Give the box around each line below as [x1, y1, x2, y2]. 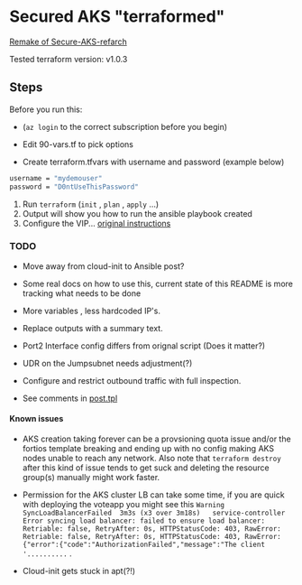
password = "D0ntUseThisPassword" [9, 182, 140, 191]
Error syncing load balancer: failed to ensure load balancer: [22, 516, 266, 525]
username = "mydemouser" [9, 173, 103, 182]
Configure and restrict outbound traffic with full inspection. [22, 375, 242, 385]
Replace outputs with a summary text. [22, 322, 164, 333]
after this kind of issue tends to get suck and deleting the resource [22, 462, 270, 473]
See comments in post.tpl [22, 393, 118, 404]
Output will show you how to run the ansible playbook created [22, 208, 252, 218]
